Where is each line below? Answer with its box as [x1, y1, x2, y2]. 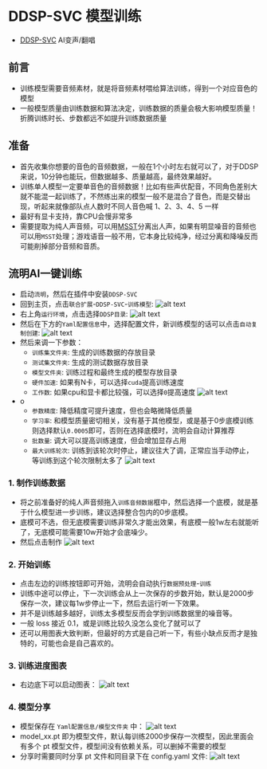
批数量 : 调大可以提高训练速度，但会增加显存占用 [31, 436, 187, 445]
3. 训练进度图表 [8, 660, 68, 671]
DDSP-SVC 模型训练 [8, 7, 142, 26]
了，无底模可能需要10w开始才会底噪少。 [19, 527, 152, 536]
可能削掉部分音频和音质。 [19, 241, 104, 251]
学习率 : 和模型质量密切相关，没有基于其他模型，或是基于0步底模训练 [31, 416, 254, 426]
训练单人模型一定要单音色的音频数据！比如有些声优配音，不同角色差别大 [19, 181, 257, 191]
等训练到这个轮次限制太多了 [31, 456, 124, 465]
